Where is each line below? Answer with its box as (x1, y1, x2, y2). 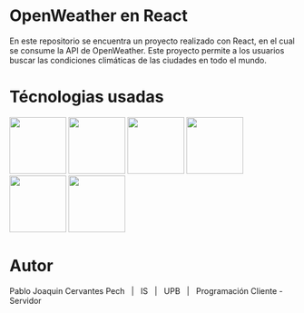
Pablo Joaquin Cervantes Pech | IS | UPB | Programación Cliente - (9, 285, 283, 296)
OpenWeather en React (9, 5, 188, 26)
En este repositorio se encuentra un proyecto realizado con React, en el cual (9, 35, 295, 46)
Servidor (9, 295, 43, 306)
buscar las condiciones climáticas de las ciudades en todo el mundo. (9, 54, 268, 65)
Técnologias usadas (9, 87, 164, 107)
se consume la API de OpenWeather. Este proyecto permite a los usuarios (9, 44, 285, 55)
